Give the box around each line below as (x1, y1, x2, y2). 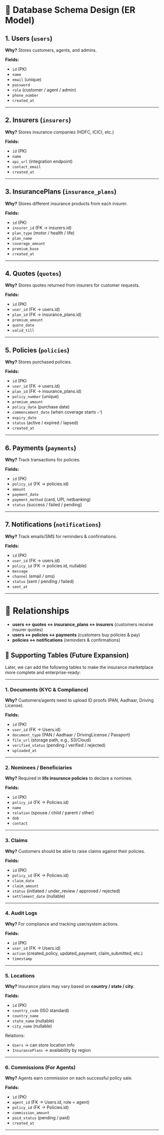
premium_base (12, 246, 39, 251)
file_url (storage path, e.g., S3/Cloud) (12, 737, 91, 743)
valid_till (12, 328, 35, 333)
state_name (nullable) (12, 1018, 55, 1024)
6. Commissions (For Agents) (5, 1064, 76, 1071)
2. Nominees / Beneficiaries (5, 764, 72, 771)
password (12, 83, 30, 88)
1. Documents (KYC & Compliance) (5, 686, 89, 693)
